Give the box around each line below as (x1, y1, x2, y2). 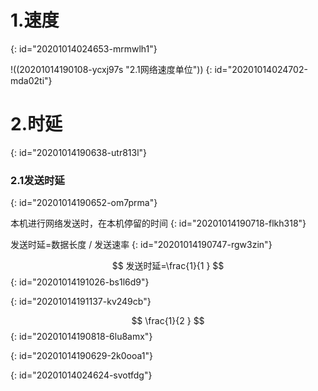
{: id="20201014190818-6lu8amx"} (10, 331, 153, 343)
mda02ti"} (10, 74, 53, 86)
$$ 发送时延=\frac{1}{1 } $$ (111, 260, 225, 272)
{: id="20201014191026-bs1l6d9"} (10, 276, 150, 288)
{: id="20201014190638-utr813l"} (10, 146, 148, 158)
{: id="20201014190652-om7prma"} (10, 197, 158, 209)
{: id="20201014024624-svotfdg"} (10, 369, 153, 381)
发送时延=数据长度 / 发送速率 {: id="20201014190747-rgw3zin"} (10, 239, 273, 251)
